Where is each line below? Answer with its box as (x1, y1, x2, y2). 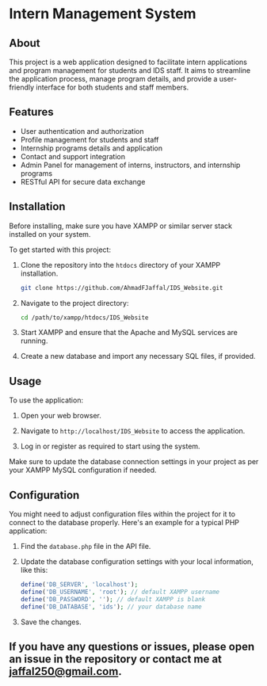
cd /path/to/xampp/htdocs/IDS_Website (20, 314, 149, 322)
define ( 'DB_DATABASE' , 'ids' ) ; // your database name (20, 603, 202, 611)
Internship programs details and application (20, 143, 163, 153)
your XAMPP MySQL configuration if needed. (9, 465, 157, 475)
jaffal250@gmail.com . (9, 665, 122, 678)
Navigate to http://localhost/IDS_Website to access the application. (20, 426, 246, 436)
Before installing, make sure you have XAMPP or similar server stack (9, 221, 233, 231)
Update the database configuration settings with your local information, (20, 557, 254, 566)
